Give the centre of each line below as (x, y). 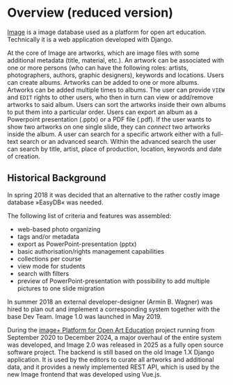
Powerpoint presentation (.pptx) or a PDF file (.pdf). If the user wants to (110, 119)
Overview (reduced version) (90, 13)
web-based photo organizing (59, 229)
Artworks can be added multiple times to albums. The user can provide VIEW (116, 90)
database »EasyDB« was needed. (55, 202)
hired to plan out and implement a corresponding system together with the (114, 309)
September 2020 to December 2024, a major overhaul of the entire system (114, 337)
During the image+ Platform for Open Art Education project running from (111, 330)
